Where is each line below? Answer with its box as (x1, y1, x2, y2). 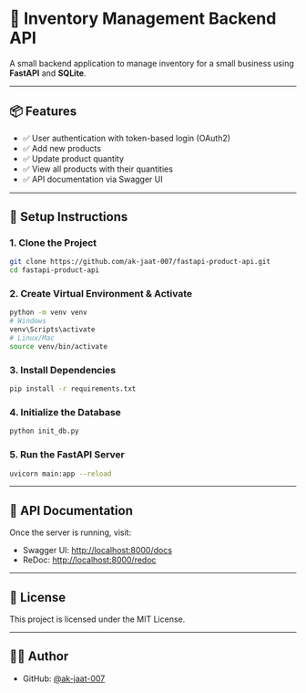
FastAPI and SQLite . (9, 68, 87, 79)
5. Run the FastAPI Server (9, 448, 126, 461)
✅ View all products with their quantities (22, 163, 173, 174)
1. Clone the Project (9, 236, 97, 249)
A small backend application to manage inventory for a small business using (9, 58, 294, 68)
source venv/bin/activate (9, 341, 107, 351)
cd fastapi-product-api (9, 266, 100, 275)
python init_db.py (9, 426, 79, 436)
